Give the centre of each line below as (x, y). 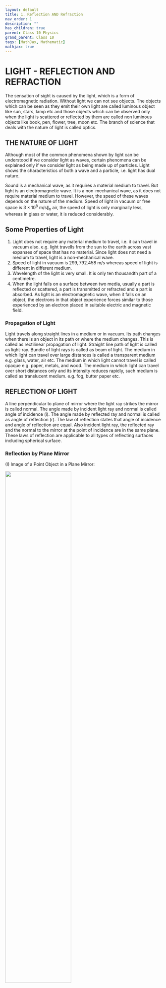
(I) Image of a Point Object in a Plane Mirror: (50, 464)
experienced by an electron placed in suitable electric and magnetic (82, 305)
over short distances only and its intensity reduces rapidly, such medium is (81, 371)
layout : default (22, 10)
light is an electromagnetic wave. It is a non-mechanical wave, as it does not (83, 191)
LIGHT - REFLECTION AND (60, 71)
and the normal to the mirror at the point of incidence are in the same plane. (83, 430)
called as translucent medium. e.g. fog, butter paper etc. (63, 376)
